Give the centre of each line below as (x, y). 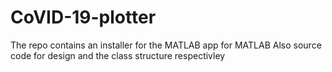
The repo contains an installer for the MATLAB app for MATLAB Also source (166, 45)
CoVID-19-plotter (83, 17)
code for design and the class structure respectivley (118, 55)
